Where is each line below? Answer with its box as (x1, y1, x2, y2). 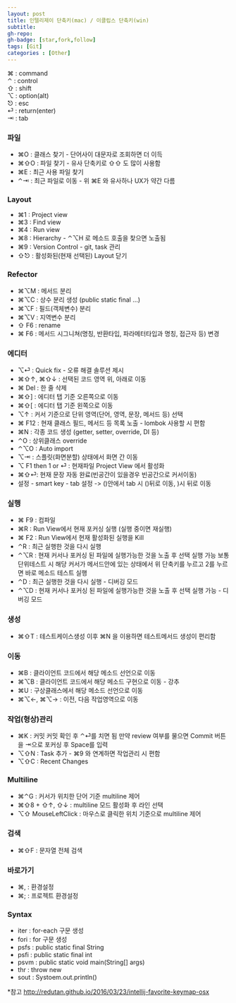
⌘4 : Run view (17, 226, 60, 234)
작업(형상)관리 (7, 714, 53, 724)
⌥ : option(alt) (7, 91, 49, 99)
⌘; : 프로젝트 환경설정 (17, 892, 79, 900)
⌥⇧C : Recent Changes (17, 757, 89, 765)
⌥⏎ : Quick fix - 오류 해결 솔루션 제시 (17, 366, 125, 374)
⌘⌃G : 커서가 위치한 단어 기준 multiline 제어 (17, 792, 140, 800)
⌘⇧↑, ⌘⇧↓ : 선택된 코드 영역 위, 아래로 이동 (17, 375, 147, 383)
